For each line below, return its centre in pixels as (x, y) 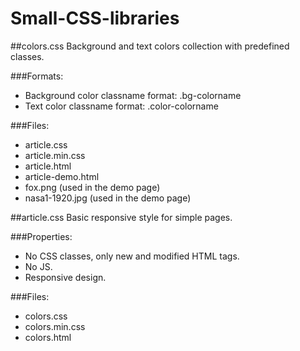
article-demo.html (62, 176)
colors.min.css (55, 326)
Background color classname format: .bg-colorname (133, 95)
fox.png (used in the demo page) (92, 187)
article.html (48, 166)
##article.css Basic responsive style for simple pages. (121, 217)
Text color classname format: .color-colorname (121, 106)
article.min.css (55, 155)
